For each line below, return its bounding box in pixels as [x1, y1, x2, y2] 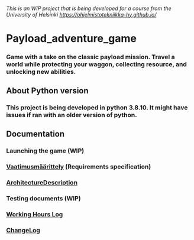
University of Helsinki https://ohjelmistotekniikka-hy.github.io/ [6, 11, 157, 18]
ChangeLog [6, 226, 40, 234]
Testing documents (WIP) [6, 194, 81, 203]
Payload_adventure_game [6, 31, 137, 45]
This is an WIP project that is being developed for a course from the [6, 5, 172, 12]
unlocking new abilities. [6, 67, 76, 76]
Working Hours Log [6, 210, 63, 219]
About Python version [6, 86, 89, 96]
